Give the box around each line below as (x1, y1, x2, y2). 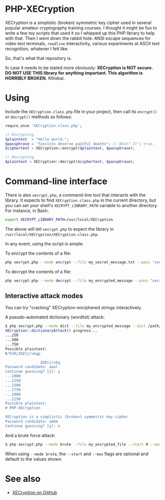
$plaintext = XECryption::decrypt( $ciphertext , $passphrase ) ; (5, 159, 135, 164)
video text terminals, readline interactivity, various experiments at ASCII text (5, 40, 160, 46)
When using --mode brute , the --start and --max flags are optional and (5, 450, 149, 457)
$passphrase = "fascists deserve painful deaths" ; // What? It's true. (5, 141, 155, 146)
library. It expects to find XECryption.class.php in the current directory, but (5, 197, 156, 203)
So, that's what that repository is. (5, 55, 72, 61)
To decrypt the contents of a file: (5, 268, 72, 274)
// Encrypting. (5, 132, 36, 137)
